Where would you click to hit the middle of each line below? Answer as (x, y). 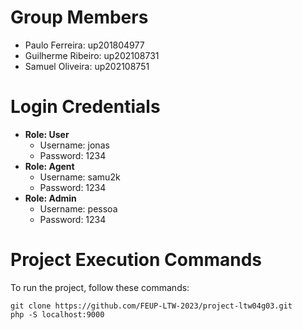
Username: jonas (74, 145)
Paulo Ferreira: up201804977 (84, 45)
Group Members (79, 17)
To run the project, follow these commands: (100, 287)
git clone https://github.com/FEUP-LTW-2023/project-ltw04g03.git (151, 306)
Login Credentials (85, 107)
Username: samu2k (80, 177)
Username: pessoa (78, 208)
